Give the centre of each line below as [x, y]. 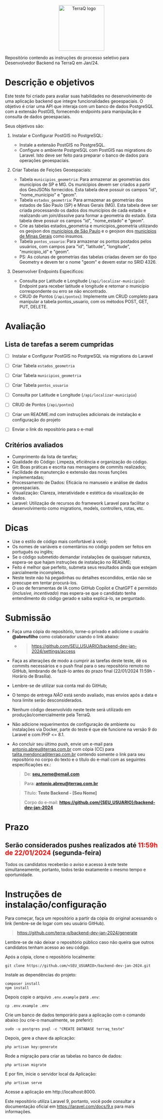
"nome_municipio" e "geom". [48, 195]
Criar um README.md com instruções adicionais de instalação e [76, 415]
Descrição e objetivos [50, 82]
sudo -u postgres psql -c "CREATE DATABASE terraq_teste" [65, 1029]
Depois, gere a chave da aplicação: [40, 1038]
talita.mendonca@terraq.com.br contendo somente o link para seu [79, 755]
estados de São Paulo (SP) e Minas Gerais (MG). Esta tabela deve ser [89, 205]
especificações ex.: [32, 765]
